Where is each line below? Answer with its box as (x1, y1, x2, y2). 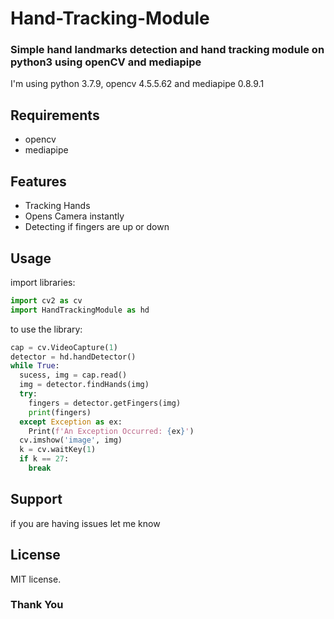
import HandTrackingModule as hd (10, 305, 150, 315)
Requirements (10, 107, 100, 124)
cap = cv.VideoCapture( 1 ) (10, 342, 118, 352)
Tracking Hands (24, 200, 91, 212)
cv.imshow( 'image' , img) (19, 435, 123, 446)
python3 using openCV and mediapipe (10, 55, 202, 69)
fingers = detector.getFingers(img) (28, 398, 182, 408)
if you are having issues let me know (10, 517, 161, 529)
